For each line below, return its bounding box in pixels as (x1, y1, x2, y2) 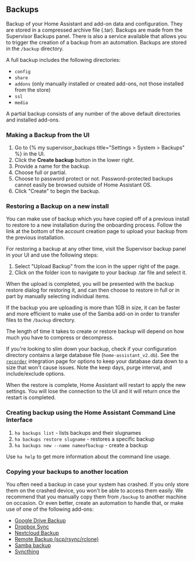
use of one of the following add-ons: (6, 505, 94, 512)
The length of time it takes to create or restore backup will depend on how (6, 328, 184, 335)
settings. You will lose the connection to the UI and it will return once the (6, 388, 180, 395)
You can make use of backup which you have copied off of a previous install (6, 216, 190, 223)
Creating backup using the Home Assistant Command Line (6, 408, 176, 417)
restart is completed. (6, 394, 56, 401)
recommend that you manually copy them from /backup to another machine (6, 493, 187, 500)
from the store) (14, 86, 51, 93)
